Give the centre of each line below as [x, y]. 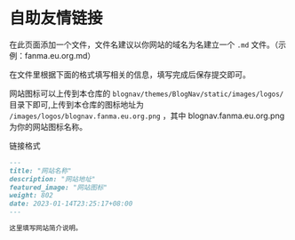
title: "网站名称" [40, 171]
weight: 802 [31, 196]
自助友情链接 [56, 18]
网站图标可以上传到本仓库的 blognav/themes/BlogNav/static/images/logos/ [147, 93]
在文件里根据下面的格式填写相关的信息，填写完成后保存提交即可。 [130, 74]
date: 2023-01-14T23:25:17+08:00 [71, 204]
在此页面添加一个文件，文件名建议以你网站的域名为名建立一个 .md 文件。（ [144, 44]
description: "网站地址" [52, 179]
